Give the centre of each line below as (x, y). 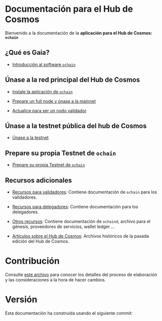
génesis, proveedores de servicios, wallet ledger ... (63, 227)
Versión (21, 300)
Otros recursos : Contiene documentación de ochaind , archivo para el (81, 221)
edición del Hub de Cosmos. (40, 241)
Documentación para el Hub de (69, 9)
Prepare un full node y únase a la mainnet (54, 101)
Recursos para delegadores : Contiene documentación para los (75, 207)
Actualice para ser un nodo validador (49, 111)
